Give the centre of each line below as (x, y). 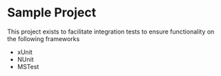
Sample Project (52, 13)
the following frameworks (44, 38)
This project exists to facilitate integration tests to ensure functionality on (111, 31)
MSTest (28, 66)
